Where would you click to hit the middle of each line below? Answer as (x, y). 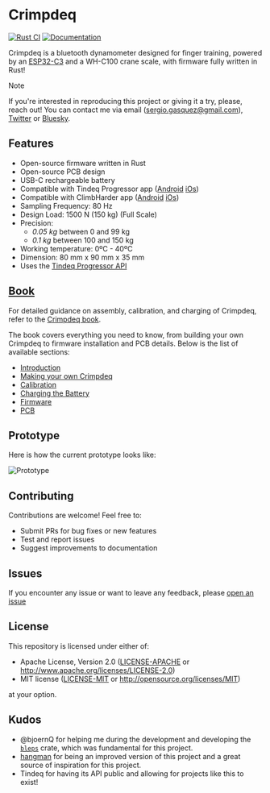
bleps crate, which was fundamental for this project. (106, 748)
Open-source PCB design (62, 172)
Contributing (41, 496)
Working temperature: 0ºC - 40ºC (76, 248)
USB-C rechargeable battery (67, 180)
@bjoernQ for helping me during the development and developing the (135, 739)
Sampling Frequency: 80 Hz (66, 206)
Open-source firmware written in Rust (83, 163)
